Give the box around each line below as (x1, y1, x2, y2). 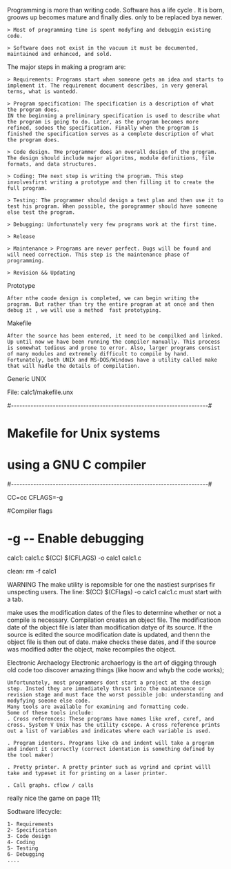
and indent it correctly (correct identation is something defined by (7, 745, 214, 753)
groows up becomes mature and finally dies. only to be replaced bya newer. (7, 13, 223, 21)
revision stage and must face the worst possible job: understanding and (7, 692, 224, 699)
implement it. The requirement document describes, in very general (7, 82, 208, 89)
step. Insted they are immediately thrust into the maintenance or (7, 685, 205, 692)
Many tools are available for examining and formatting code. (7, 703, 190, 710)
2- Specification (7, 827, 57, 834)
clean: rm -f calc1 (7, 567, 57, 576)
